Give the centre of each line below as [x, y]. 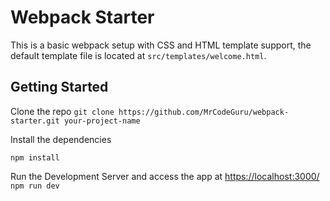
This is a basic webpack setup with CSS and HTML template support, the [161, 45]
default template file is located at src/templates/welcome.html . [138, 55]
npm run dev [35, 186]
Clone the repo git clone [62, 111]
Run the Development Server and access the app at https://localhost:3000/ [165, 176]
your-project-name [102, 121]
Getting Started [59, 87]
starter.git [35, 121]
